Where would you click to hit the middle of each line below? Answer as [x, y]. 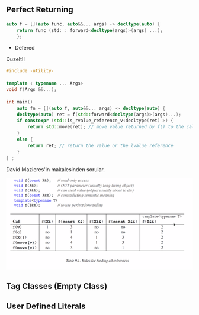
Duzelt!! [16, 59]
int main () [20, 102]
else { [25, 139]
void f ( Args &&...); [32, 90]
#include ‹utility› [30, 71]
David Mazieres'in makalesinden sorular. [55, 169]
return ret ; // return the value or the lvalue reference [100, 145]
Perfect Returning [40, 10]
